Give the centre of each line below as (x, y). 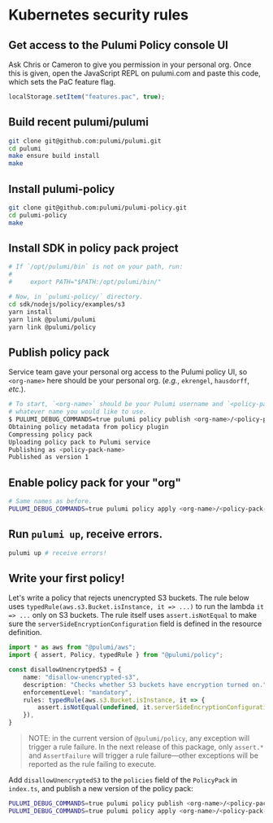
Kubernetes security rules (99, 15)
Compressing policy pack (50, 434)
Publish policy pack (59, 352)
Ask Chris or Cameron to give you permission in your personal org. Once (130, 64)
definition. (25, 633)
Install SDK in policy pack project (93, 249)
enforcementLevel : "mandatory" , (78, 692)
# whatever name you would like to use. (78, 412)
